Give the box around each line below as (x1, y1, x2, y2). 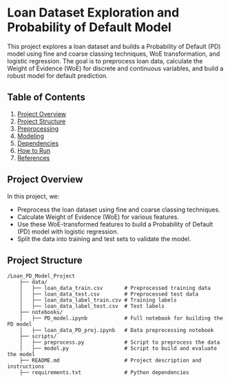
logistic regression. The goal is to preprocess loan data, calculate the (7, 56, 203, 65)
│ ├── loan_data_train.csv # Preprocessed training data (19, 284, 211, 292)
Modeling (17, 132, 45, 140)
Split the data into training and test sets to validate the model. (17, 234, 191, 242)
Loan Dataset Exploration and (7, 5, 180, 21)
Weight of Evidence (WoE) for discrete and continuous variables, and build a (7, 64, 224, 72)
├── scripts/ (19, 333, 57, 340)
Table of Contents (7, 92, 86, 103)
